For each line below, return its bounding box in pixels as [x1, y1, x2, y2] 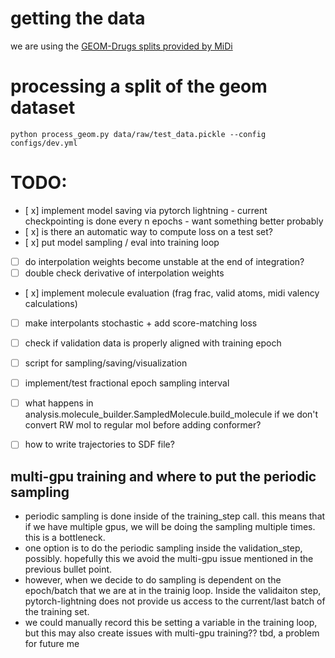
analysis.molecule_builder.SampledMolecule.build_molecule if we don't [24, 408, 319, 421]
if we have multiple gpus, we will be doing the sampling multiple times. [24, 521, 316, 533]
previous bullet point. [24, 563, 113, 576]
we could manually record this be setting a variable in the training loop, [24, 617, 318, 629]
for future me [24, 638, 80, 650]
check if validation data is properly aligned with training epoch [24, 337, 282, 349]
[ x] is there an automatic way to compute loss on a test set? [24, 225, 273, 237]
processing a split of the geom [10, 75, 268, 98]
